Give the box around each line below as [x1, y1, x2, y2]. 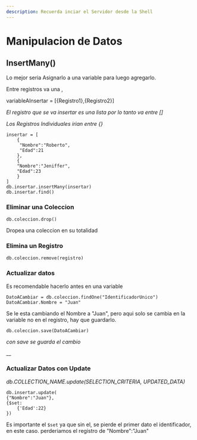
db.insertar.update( [6, 389, 58, 395]
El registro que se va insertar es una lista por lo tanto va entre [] [6, 109, 164, 116]
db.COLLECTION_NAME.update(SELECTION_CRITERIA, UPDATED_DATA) [6, 378, 186, 385]
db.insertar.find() [6, 189, 55, 195]
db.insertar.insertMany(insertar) [6, 184, 92, 190]
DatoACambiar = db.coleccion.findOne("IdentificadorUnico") [6, 294, 159, 300]
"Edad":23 [17, 168, 42, 174]
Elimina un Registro [6, 241, 64, 250]
